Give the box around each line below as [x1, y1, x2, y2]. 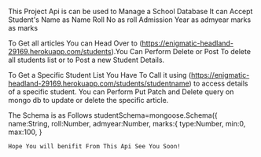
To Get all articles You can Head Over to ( [8, 38, 143, 48]
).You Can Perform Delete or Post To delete [111, 47, 252, 56]
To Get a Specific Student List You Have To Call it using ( [8, 71, 192, 79]
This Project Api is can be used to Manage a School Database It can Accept [8, 7, 253, 16]
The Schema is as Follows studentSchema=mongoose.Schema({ [8, 111, 218, 120]
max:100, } [8, 127, 42, 137]
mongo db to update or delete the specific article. [8, 96, 169, 104]
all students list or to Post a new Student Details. [8, 55, 165, 64]
